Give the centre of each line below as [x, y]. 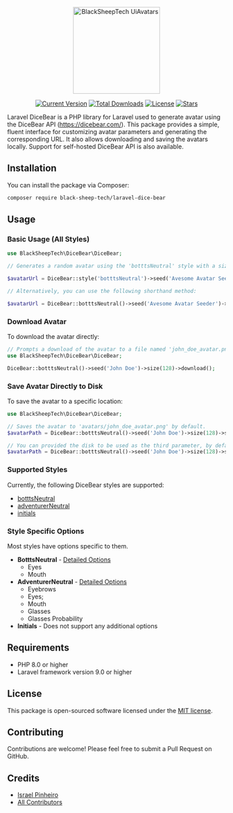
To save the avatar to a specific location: [65, 401]
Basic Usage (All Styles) [49, 239]
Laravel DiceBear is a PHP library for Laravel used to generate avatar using [114, 117]
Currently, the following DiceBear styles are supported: [86, 485]
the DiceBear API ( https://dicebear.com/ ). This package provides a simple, [113, 124]
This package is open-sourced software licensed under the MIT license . [110, 710]
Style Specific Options [46, 531]
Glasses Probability [55, 619]
